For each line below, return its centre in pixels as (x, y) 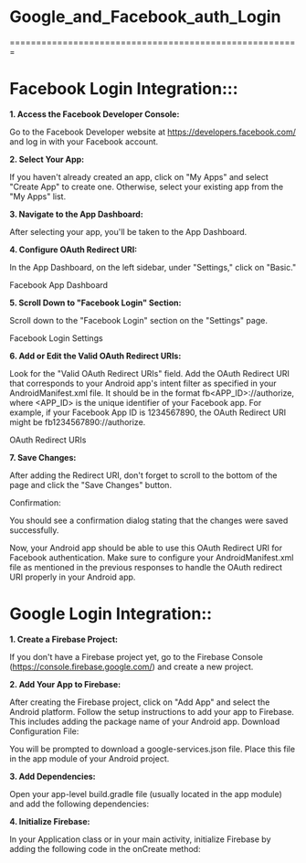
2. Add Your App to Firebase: (65, 684)
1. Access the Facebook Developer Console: (95, 114)
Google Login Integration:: (111, 614)
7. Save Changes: (43, 457)
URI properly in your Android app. (73, 577)
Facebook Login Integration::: (124, 89)
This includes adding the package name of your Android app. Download (145, 721)
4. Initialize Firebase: (50, 821)
